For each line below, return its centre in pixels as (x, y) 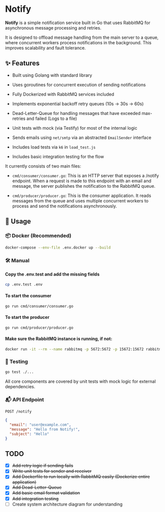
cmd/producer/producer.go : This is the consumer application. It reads (82, 196)
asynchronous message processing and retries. (53, 28)
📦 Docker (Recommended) (38, 236)
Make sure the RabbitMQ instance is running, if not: (59, 339)
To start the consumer (28, 295)
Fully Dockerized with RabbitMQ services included (63, 94)
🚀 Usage (18, 221)
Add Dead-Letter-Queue (37, 487)
